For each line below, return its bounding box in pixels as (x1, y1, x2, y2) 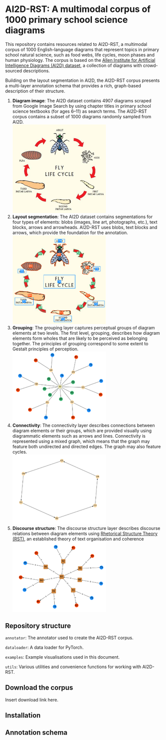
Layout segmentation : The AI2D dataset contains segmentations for (12, 214, 153, 220)
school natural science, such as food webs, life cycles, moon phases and (5, 51, 155, 58)
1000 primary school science (5, 14, 128, 25)
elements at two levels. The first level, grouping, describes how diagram (12, 330, 160, 336)
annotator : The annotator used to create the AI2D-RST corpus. (5, 635, 134, 641)
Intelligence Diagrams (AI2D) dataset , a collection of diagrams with (5, 62, 142, 68)
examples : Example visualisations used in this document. (5, 654, 120, 660)
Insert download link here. (5, 697, 59, 703)
